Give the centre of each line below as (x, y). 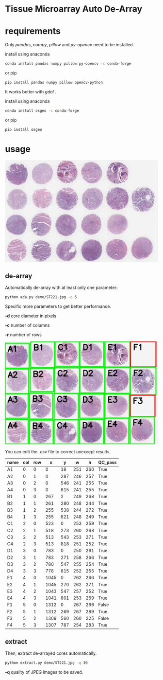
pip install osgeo (24, 129)
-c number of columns (27, 325)
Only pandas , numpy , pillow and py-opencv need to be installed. (70, 45)
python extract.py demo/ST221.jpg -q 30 (47, 663)
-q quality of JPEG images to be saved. (44, 672)
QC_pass (107, 463)
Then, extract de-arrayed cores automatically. (51, 653)
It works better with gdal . (31, 91)
